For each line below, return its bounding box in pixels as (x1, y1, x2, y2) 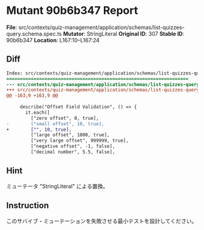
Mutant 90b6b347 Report (6, 4, 138, 18)
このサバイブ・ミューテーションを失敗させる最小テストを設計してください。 (6, 217, 197, 225)
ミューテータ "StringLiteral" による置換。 (6, 182, 109, 189)
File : (6, 24, 18, 31)
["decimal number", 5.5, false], (30, 149, 115, 155)
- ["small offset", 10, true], (6, 120, 104, 127)
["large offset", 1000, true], (30, 132, 110, 138)
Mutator (63, 30, 84, 37)
